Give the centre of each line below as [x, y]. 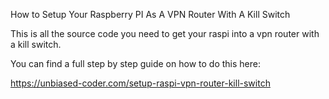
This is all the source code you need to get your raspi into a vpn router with [165, 33]
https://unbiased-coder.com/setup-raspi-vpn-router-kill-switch [140, 83]
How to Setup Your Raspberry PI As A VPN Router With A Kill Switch [150, 14]
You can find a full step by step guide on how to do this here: [135, 63]
